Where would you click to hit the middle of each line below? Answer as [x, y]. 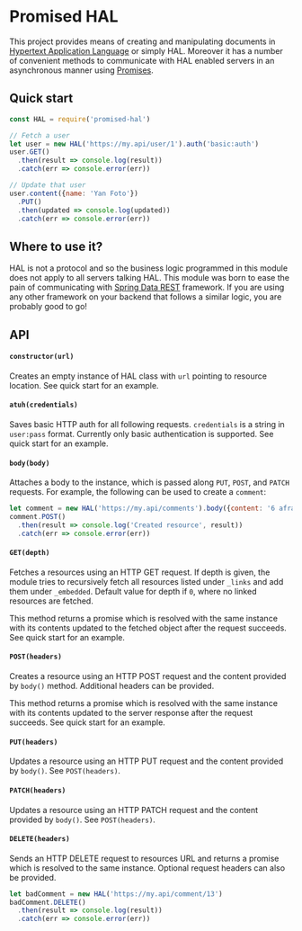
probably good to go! [49, 307]
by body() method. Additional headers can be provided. [112, 686]
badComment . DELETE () [48, 902]
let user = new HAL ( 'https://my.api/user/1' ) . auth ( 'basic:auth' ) [134, 144]
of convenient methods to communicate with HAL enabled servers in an [142, 60]
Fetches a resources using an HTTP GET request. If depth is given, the [140, 572]
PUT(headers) [34, 742]
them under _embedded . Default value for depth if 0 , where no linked [133, 591]
